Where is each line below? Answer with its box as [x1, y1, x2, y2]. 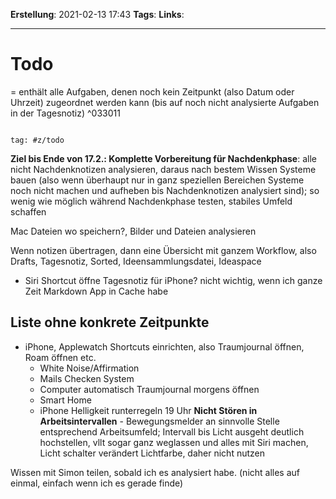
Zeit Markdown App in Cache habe [24, 285, 169, 297]
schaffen [10, 205, 47, 218]
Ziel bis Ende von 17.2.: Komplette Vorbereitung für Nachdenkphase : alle [10, 152, 317, 164]
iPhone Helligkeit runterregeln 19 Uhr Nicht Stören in [39, 404, 258, 416]
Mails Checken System [39, 372, 135, 384]
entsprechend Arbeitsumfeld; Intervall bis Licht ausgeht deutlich [39, 425, 305, 438]
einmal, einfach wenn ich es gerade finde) [10, 477, 184, 489]
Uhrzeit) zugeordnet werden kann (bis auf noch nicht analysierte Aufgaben [10, 96, 320, 108]
